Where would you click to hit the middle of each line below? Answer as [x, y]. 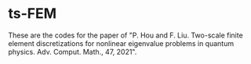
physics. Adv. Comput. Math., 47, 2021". [73, 52]
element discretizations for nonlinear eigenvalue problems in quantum [121, 43]
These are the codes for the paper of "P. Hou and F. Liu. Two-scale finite [125, 35]
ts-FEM [33, 14]
